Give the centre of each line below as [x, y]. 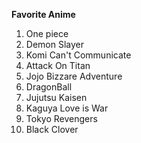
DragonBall [49, 87]
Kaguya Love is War [67, 108]
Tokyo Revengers [61, 118]
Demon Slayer [54, 44]
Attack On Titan [58, 65]
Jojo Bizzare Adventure [74, 76]
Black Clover [52, 129]
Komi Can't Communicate [78, 55]
